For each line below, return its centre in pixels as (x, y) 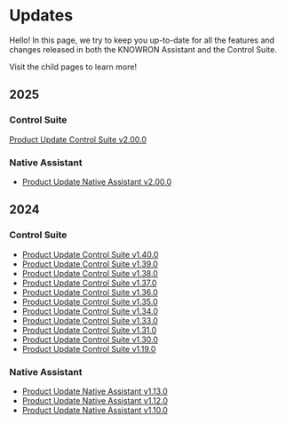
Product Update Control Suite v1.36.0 (90, 292)
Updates (41, 16)
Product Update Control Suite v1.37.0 (89, 283)
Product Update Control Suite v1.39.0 (90, 264)
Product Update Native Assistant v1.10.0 (95, 410)
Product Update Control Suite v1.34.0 (90, 311)
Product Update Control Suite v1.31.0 (89, 330)
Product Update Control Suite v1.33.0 (90, 320)
